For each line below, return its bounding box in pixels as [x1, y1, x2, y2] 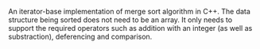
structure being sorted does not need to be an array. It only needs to [8, 15, 233, 24]
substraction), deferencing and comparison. [8, 32, 153, 41]
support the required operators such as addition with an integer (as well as [8, 24, 253, 32]
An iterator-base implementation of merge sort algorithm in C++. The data [8, 7, 250, 16]
